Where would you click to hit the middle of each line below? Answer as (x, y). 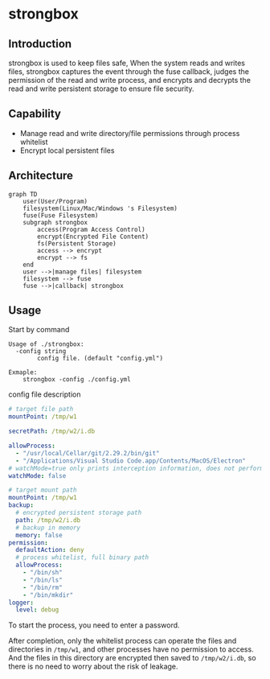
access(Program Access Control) (92, 229)
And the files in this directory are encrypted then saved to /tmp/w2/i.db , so (132, 658)
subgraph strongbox (55, 222)
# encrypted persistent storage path (79, 513)
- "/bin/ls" (43, 580)
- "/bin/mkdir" (48, 595)
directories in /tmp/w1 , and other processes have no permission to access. (131, 649)
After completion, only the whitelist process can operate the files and (123, 641)
